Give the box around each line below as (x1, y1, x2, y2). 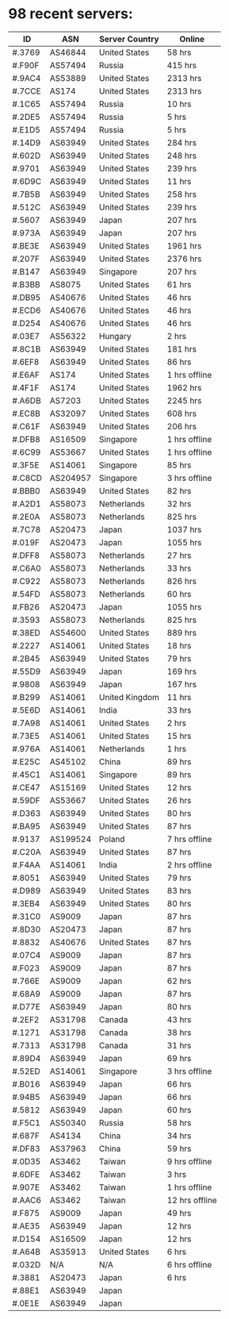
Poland (98, 833, 125, 844)
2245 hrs (166, 394, 202, 406)
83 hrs (166, 885, 192, 896)
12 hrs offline (166, 1194, 218, 1206)
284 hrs (166, 137, 197, 148)
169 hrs (166, 666, 197, 677)
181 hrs (166, 343, 197, 354)
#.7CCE (12, 85, 41, 96)
